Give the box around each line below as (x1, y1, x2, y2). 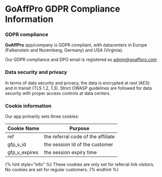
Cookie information (5, 102, 52, 109)
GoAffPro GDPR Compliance (5, 3, 120, 15)
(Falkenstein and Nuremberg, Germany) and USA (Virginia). (5, 47, 124, 53)
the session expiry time (44, 149, 97, 156)
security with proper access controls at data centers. (5, 90, 111, 96)
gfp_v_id (7, 141, 26, 148)
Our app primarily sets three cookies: (5, 113, 79, 120)
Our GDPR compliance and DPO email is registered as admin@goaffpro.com (5, 57, 157, 63)
